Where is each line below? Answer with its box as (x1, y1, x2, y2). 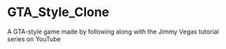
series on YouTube (7, 34, 61, 43)
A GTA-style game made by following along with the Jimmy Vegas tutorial (7, 27, 219, 36)
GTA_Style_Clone (7, 4, 110, 20)
